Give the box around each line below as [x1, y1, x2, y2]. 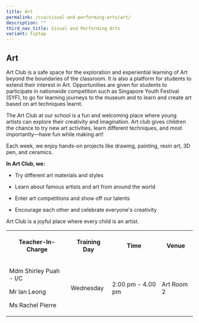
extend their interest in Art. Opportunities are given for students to [6, 81, 168, 88]
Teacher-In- [18, 237, 56, 246]
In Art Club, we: [6, 160, 46, 167]
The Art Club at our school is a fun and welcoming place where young [6, 111, 177, 119]
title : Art [6, 8, 33, 15]
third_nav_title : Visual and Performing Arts [6, 25, 120, 32]
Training [76, 237, 101, 246]
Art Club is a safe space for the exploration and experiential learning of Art [6, 68, 188, 76]
